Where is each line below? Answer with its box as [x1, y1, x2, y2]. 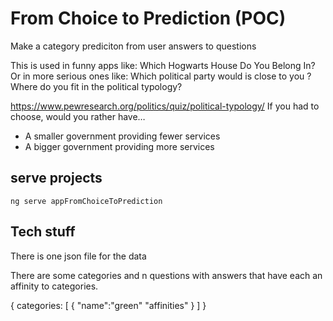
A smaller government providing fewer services [24, 130, 221, 142]
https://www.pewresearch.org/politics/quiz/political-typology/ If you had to [10, 100, 320, 112]
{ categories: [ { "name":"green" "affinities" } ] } [10, 299, 207, 311]
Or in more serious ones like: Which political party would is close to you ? [10, 70, 312, 82]
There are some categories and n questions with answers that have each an [10, 269, 323, 281]
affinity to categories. [10, 280, 99, 292]
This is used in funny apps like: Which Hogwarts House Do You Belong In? [10, 59, 316, 71]
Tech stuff [10, 223, 76, 241]
